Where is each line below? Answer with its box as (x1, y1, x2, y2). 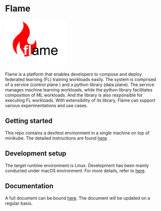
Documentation (5, 182, 54, 190)
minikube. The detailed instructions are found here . (5, 135, 109, 141)
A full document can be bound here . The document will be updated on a (5, 195, 150, 201)
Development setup (5, 150, 67, 158)
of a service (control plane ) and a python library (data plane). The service (5, 82, 154, 88)
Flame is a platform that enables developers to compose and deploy (5, 71, 142, 77)
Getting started (5, 117, 53, 125)
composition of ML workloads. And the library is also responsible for (5, 92, 143, 98)
